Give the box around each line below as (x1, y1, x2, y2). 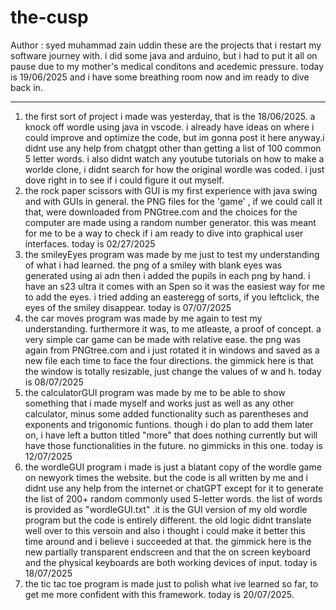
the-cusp (10, 6, 89, 29)
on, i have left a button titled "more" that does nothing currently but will (24, 429, 318, 441)
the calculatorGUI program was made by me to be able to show (24, 386, 286, 398)
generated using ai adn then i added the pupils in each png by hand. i (24, 269, 311, 281)
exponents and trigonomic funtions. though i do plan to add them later (24, 418, 314, 430)
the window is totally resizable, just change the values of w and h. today (24, 365, 322, 377)
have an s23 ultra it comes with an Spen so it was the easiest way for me (24, 280, 326, 292)
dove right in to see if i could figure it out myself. (24, 174, 225, 186)
